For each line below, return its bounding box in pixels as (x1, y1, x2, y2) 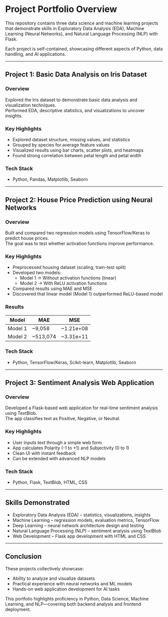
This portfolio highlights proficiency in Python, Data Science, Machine (5, 595, 149, 601)
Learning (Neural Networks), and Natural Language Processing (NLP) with (5, 31, 158, 37)
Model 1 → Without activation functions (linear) (19, 275, 116, 281)
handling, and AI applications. (5, 51, 66, 57)
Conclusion (5, 552, 42, 561)
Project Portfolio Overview (5, 4, 117, 15)
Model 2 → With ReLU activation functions (19, 280, 107, 286)
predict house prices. (5, 235, 49, 241)
